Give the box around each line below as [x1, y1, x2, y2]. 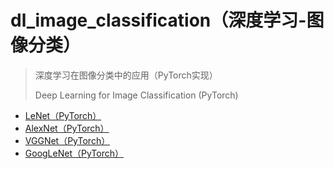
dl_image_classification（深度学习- [10, 9, 307, 32]
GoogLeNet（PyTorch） [24, 147, 124, 159]
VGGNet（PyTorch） [24, 134, 111, 146]
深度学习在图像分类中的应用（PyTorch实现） [34, 69, 218, 81]
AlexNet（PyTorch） [24, 122, 110, 134]
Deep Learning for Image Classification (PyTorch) [34, 89, 239, 101]
